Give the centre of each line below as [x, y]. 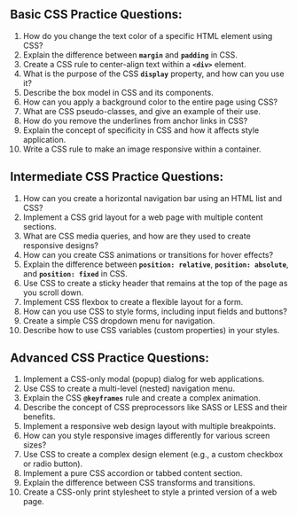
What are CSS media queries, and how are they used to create [137, 236]
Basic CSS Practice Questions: [96, 15]
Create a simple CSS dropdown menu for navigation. [119, 320]
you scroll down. [53, 293]
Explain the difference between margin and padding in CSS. [130, 55]
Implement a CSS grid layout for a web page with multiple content [143, 217]
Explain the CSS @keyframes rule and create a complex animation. [141, 398]
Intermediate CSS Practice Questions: [117, 177]
